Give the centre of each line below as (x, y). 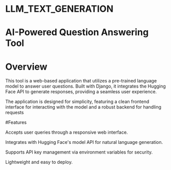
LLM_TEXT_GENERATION (59, 9)
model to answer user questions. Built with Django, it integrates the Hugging (86, 86)
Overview (26, 67)
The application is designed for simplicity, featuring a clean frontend (77, 102)
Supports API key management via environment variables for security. (79, 152)
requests (15, 113)
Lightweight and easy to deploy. (39, 162)
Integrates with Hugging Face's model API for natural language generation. (84, 142)
